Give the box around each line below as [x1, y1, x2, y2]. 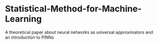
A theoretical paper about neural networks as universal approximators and [5, 29, 154, 35]
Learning [5, 13, 42, 24]
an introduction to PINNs [5, 34, 54, 40]
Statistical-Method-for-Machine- [5, 3, 142, 14]
